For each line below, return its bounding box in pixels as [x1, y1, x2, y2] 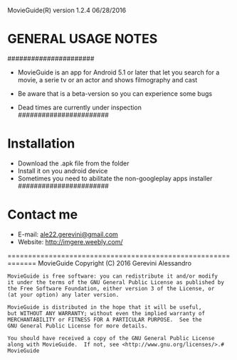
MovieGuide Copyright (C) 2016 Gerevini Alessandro [38, 258, 192, 267]
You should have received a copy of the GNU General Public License [7, 334, 215, 342]
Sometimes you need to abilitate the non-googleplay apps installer [17, 174, 213, 182]
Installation [7, 136, 75, 152]
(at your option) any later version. [7, 291, 120, 298]
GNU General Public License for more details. [7, 322, 148, 329]
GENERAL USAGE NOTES [7, 31, 158, 47]
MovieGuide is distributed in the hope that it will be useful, [7, 303, 202, 311]
